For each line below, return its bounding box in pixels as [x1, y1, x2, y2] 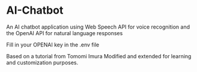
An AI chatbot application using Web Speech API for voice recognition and [6, 23, 190, 30]
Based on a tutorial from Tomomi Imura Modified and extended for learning [6, 52, 192, 60]
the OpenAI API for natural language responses [6, 29, 123, 36]
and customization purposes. [6, 59, 79, 66]
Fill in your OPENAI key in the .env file [6, 41, 100, 48]
